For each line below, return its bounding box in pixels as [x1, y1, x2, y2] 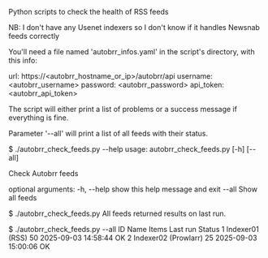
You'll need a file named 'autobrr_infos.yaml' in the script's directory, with [8, 47, 255, 56]
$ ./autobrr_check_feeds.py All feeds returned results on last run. [8, 209, 227, 218]
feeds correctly [8, 32, 59, 41]
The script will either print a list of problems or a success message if [8, 105, 238, 114]
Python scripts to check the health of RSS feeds [8, 7, 169, 16]
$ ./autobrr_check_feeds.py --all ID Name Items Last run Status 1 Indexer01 [8, 225, 260, 234]
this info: [8, 56, 38, 65]
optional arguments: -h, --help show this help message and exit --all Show [8, 184, 258, 194]
